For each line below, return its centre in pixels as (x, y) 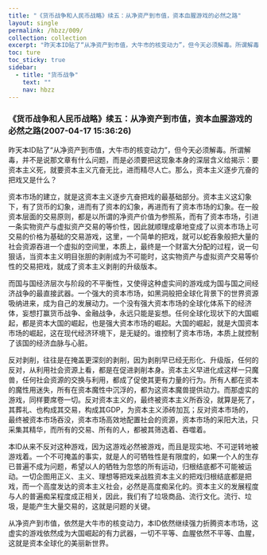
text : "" (37, 82)
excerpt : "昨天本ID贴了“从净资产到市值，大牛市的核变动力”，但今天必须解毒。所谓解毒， (137, 45)
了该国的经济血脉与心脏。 (50, 342)
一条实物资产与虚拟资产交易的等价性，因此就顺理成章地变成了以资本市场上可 (133, 226)
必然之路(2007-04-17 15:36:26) (70, 131)
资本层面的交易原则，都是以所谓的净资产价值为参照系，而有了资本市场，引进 (133, 217)
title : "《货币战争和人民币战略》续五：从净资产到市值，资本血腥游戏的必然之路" (125, 16)
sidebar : (23, 68)
